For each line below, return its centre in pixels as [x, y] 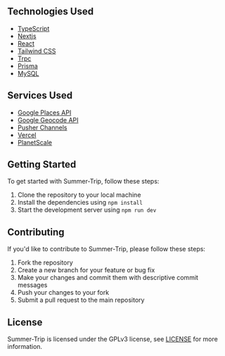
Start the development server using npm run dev [87, 210]
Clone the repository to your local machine [79, 195]
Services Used [40, 95]
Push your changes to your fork [63, 293]
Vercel [27, 135]
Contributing [36, 232]
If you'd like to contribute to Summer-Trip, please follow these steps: [107, 249]
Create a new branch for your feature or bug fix [86, 270]
